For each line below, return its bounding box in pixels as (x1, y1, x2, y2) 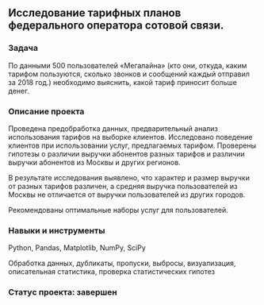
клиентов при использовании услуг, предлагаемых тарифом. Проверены (8, 141, 256, 150)
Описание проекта (8, 106, 85, 117)
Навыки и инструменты (8, 225, 105, 236)
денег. (8, 86, 30, 95)
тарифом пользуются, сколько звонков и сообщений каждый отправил (8, 69, 250, 79)
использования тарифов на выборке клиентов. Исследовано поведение (8, 132, 253, 141)
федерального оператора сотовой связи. (8, 19, 224, 33)
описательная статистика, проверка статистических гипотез (8, 267, 216, 276)
